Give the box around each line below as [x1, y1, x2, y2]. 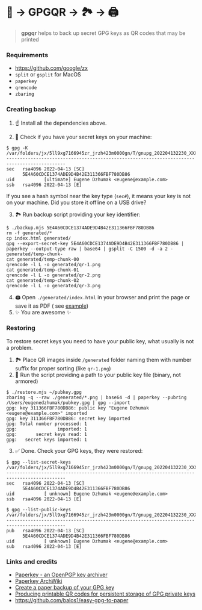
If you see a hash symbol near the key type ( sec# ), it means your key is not [6, 192, 191, 199]
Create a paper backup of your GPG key [14, 584, 115, 591]
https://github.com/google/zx [14, 64, 88, 72]
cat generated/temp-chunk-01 [6, 267, 79, 273]
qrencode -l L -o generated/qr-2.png [6, 272, 101, 278]
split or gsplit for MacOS [14, 71, 81, 78]
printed [20, 36, 39, 43]
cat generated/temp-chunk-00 [6, 256, 79, 263]
